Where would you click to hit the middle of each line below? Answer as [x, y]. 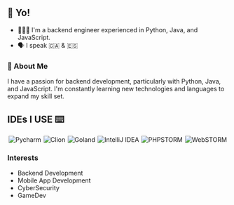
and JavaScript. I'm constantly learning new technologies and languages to [116, 89]
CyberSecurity [38, 188]
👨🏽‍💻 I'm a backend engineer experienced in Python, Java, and [108, 29]
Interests [23, 157]
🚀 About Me [28, 66]
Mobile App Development [54, 180]
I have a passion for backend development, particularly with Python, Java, [114, 81]
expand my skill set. [36, 96]
